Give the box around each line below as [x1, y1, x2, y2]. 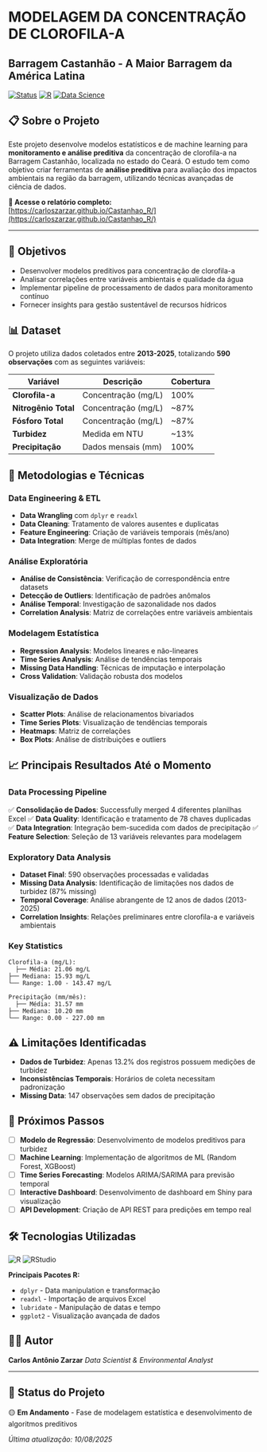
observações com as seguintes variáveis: [8, 357, 145, 367]
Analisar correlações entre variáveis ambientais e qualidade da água [19, 274, 244, 284]
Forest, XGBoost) [19, 1162, 76, 1171]
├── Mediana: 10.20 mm [8, 1007, 83, 1015]
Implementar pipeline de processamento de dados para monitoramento [19, 283, 253, 292]
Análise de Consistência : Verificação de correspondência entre [19, 574, 230, 583]
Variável [27, 376, 60, 387]
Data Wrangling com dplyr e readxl [19, 511, 138, 520]
